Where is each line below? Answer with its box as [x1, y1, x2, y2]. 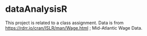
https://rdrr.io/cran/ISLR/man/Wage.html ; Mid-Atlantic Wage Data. [5, 25, 142, 31]
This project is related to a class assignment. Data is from [5, 20, 124, 26]
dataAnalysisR [5, 3, 68, 15]
